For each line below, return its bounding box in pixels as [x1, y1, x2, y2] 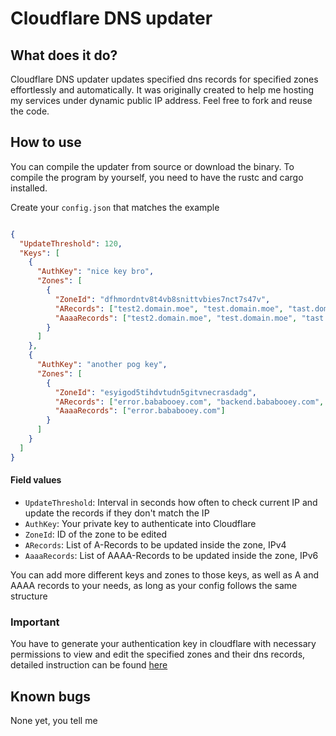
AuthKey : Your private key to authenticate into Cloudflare [24, 517, 257, 529]
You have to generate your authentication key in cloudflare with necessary [10, 638, 317, 650]
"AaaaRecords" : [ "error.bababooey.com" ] [54, 406, 226, 416]
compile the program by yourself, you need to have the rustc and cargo [10, 171, 304, 183]
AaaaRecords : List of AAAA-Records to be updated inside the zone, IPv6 [24, 549, 319, 561]
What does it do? [10, 47, 118, 64]
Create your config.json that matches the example [10, 201, 220, 213]
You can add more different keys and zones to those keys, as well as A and [10, 568, 320, 581]
